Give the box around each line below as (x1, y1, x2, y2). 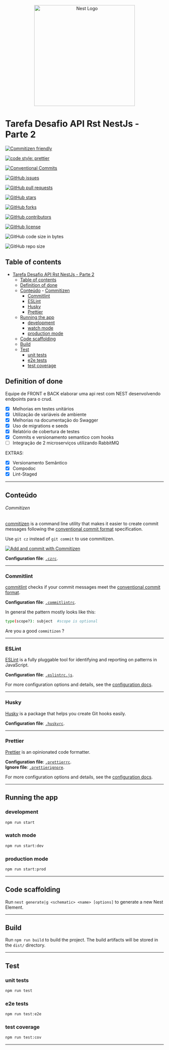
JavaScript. (5, 662, 29, 668)
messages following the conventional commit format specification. (5, 526, 143, 532)
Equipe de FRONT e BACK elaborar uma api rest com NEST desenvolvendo (5, 390, 161, 396)
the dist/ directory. (5, 942, 46, 949)
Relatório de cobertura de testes (12, 428, 79, 434)
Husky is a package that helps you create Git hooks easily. (5, 710, 126, 716)
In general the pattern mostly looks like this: (5, 609, 96, 615)
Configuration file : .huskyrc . (5, 720, 65, 726)
